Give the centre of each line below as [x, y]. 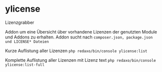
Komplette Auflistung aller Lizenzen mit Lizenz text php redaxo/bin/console [81, 60]
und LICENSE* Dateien [27, 42]
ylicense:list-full [25, 65]
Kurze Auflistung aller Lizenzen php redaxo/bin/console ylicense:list [76, 51]
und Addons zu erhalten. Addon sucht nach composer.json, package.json [79, 37]
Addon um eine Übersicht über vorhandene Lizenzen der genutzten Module [81, 32]
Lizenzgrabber [20, 22]
